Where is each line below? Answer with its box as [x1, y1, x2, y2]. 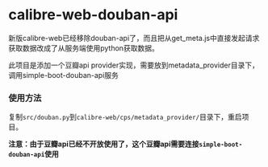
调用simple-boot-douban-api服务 [8, 70, 119, 79]
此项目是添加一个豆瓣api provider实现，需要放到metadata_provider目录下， [8, 60, 260, 70]
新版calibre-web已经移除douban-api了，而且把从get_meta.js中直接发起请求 [8, 33, 260, 43]
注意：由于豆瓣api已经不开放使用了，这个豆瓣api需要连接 [8, 139, 199, 149]
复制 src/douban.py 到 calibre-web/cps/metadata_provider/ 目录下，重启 [8, 112, 242, 122]
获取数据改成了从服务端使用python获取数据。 [8, 43, 159, 53]
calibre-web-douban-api [8, 6, 178, 24]
